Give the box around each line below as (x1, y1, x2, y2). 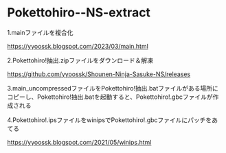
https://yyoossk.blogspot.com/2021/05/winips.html (7, 138, 152, 146)
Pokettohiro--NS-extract (7, 5, 151, 21)
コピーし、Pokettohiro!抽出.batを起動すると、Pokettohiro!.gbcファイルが (7, 93, 213, 101)
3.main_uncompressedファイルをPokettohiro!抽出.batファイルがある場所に (7, 84, 218, 92)
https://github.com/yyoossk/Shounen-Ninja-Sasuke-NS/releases (7, 70, 191, 78)
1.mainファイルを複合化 (7, 28, 74, 36)
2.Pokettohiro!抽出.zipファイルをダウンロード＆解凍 (7, 56, 153, 64)
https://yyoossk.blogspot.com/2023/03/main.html (7, 42, 149, 50)
